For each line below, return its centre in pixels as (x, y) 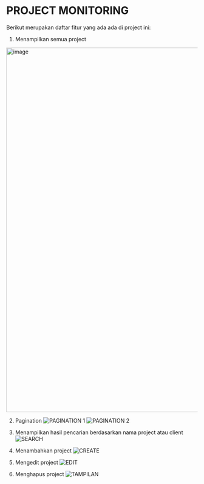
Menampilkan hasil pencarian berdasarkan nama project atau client (99, 432)
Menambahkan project (43, 451)
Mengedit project (37, 462)
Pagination (29, 420)
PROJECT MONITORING (68, 11)
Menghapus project (39, 474)
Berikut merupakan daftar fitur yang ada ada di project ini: (79, 27)
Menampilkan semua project (51, 39)
